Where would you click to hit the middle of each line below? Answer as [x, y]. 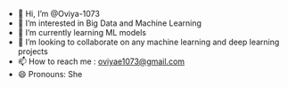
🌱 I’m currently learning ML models [82, 32]
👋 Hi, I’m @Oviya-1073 [59, 14]
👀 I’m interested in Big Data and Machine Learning [110, 23]
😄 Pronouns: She [50, 74]
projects [33, 51]
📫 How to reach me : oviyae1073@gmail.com [101, 61]
